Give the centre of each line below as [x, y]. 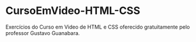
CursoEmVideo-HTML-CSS [73, 11]
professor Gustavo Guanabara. [43, 33]
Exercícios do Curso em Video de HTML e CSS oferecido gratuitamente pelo [98, 27]
